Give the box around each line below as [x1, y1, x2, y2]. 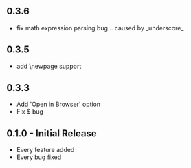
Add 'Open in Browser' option [16, 100, 101, 109]
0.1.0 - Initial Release [6, 127, 97, 139]
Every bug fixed [16, 153, 62, 161]
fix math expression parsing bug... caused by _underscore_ [16, 23, 184, 32]
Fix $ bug [16, 107, 44, 116]
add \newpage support [16, 62, 82, 70]
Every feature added [16, 146, 75, 154]
